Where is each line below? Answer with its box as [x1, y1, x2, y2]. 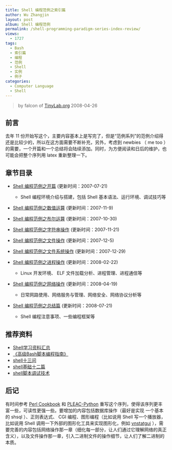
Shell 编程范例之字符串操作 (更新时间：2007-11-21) [12, 227, 119, 233]
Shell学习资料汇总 [12, 344, 51, 350]
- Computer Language [10, 83, 54, 88]
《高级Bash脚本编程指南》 [12, 351, 69, 357]
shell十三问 [12, 357, 37, 363]
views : [5, 31, 19, 36]
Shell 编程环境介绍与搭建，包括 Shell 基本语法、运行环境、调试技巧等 [20, 194, 166, 200]
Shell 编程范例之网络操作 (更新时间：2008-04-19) [12, 281, 118, 287]
